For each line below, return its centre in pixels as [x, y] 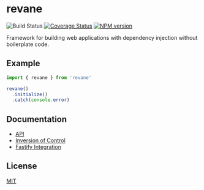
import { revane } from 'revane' [49, 78]
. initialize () [30, 94]
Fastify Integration [38, 147]
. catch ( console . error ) [41, 100]
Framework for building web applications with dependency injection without [102, 37]
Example [23, 63]
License [22, 166]
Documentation [37, 119]
